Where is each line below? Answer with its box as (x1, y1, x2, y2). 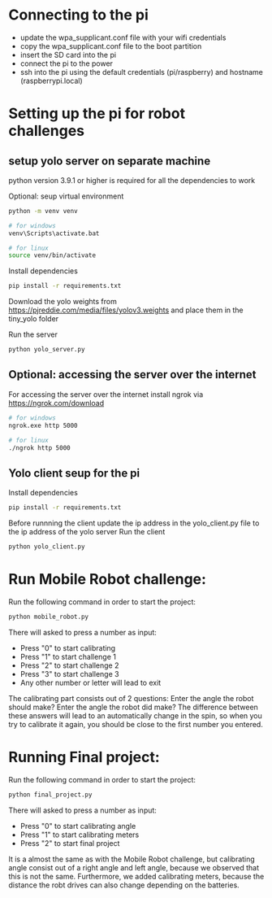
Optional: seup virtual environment (8, 191, 124, 201)
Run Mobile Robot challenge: (8, 570, 207, 589)
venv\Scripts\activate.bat (8, 229, 100, 238)
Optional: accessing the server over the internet (8, 368, 257, 381)
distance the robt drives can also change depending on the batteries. (8, 880, 240, 890)
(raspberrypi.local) (19, 76, 83, 85)
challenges (8, 122, 85, 140)
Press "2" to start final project (19, 838, 120, 848)
